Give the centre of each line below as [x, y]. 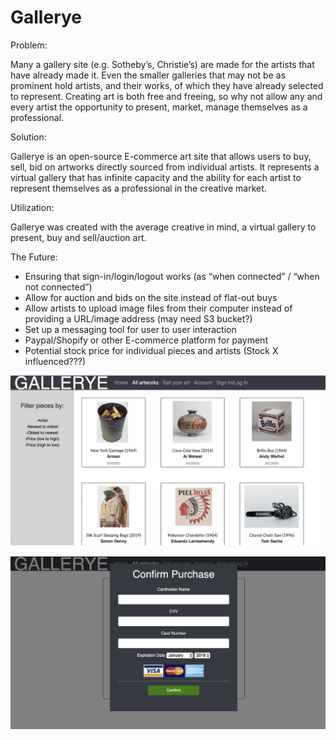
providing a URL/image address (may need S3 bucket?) [138, 318]
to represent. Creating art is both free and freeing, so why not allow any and [166, 96]
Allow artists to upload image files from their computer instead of [158, 308]
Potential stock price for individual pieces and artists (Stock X [151, 350]
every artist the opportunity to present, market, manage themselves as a [159, 107]
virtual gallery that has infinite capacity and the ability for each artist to [156, 177]
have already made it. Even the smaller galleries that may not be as [148, 75]
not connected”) [58, 287]
